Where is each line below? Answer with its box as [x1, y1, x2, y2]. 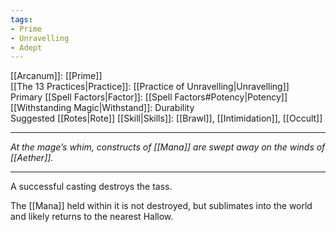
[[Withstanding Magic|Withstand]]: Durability [10, 102, 195, 114]
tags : [10, 14, 33, 25]
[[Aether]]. [10, 152, 54, 164]
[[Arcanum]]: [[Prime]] [10, 70, 103, 82]
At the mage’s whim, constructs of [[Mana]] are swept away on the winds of [10, 141, 326, 153]
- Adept [10, 42, 43, 53]
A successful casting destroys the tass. [10, 181, 173, 193]
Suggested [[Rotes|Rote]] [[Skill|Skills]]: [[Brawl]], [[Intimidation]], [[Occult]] [10, 112, 323, 125]
